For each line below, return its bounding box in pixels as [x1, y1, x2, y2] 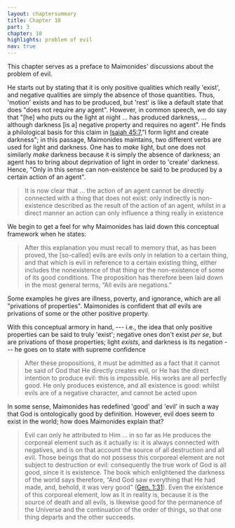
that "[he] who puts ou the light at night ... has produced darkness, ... [7, 113, 207, 121]
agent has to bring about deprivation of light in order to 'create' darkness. [7, 158, 220, 166]
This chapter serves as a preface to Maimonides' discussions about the [7, 62, 214, 70]
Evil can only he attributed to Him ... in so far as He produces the [24, 431, 212, 439]
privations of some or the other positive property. [7, 310, 149, 317]
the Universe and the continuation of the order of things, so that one [24, 506, 222, 513]
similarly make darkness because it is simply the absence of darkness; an [7, 150, 221, 159]
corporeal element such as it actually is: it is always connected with [24, 438, 220, 447]
